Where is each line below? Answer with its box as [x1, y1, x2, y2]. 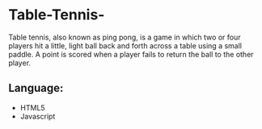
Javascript [19, 111, 56, 121]
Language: [8, 81, 64, 95]
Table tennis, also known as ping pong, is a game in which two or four [8, 32, 241, 42]
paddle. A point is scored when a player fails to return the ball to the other [8, 49, 254, 59]
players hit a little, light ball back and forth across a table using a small [8, 40, 243, 50]
